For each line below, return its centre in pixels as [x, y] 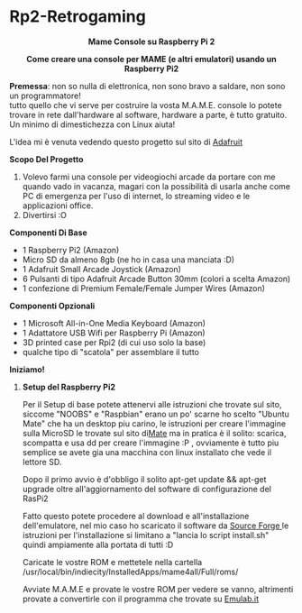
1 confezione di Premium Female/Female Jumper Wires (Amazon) [144, 288]
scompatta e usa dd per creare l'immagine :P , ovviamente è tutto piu [151, 443]
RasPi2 [35, 499]
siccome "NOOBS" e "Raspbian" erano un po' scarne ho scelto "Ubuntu [156, 414]
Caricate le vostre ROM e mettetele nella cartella [112, 562]
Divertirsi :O [45, 215]
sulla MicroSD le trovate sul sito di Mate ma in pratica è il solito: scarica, [154, 433]
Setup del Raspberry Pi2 [69, 387]
